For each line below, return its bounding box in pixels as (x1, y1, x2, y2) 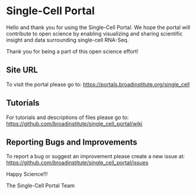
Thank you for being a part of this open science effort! (6, 47, 139, 55)
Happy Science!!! (6, 171, 48, 178)
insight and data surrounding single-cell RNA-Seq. (6, 36, 129, 43)
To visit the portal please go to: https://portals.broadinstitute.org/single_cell (6, 81, 190, 88)
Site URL (6, 65, 38, 75)
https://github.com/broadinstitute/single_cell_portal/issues (6, 159, 149, 167)
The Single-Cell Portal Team (6, 182, 75, 189)
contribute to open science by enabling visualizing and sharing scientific (6, 30, 183, 37)
